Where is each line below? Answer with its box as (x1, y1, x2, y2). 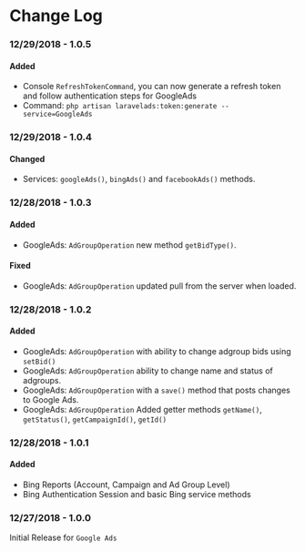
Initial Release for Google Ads (9, 532, 117, 543)
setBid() (22, 357, 56, 366)
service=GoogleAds (22, 110, 93, 119)
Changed (9, 153, 46, 164)
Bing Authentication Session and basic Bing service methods (22, 489, 252, 500)
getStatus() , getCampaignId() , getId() (22, 414, 168, 424)
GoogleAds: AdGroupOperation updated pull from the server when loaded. (22, 280, 297, 291)
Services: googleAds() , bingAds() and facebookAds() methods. (22, 174, 256, 185)
